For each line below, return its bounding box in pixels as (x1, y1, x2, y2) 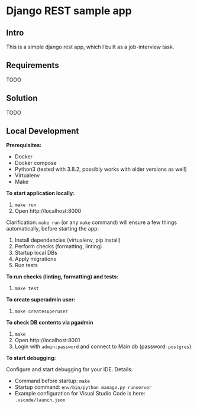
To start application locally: (6, 190, 75, 197)
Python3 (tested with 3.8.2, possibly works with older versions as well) (14, 165, 188, 173)
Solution (6, 93, 38, 103)
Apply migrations (14, 255, 57, 262)
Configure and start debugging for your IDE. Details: (6, 366, 133, 373)
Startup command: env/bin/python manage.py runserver (14, 384, 152, 391)
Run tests (14, 262, 38, 269)
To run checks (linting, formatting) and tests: (6, 273, 119, 280)
